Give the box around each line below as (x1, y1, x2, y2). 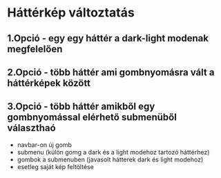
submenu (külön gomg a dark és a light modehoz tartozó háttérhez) (17, 148, 210, 156)
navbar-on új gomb (17, 140, 73, 149)
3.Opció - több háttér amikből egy (7, 101, 155, 112)
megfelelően (7, 43, 63, 55)
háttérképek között (7, 77, 91, 89)
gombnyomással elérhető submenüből (7, 112, 177, 123)
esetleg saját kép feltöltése (17, 162, 95, 170)
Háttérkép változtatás (7, 5, 135, 21)
